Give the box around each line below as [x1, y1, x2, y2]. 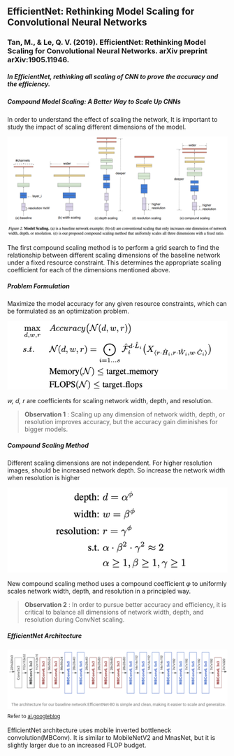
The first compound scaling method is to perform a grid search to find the [7, 244, 220, 252]
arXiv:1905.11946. [7, 55, 70, 65]
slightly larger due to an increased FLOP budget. [7, 741, 147, 750]
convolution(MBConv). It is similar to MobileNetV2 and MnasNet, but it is [7, 734, 216, 742]
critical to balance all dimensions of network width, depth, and [24, 608, 204, 617]
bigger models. [24, 425, 68, 433]
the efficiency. [7, 80, 51, 88]
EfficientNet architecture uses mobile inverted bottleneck [7, 726, 172, 734]
